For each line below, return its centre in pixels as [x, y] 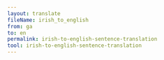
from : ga [20, 26]
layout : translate [34, 13]
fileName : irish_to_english [48, 20]
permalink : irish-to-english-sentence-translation [82, 39]
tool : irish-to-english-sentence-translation [74, 46]
